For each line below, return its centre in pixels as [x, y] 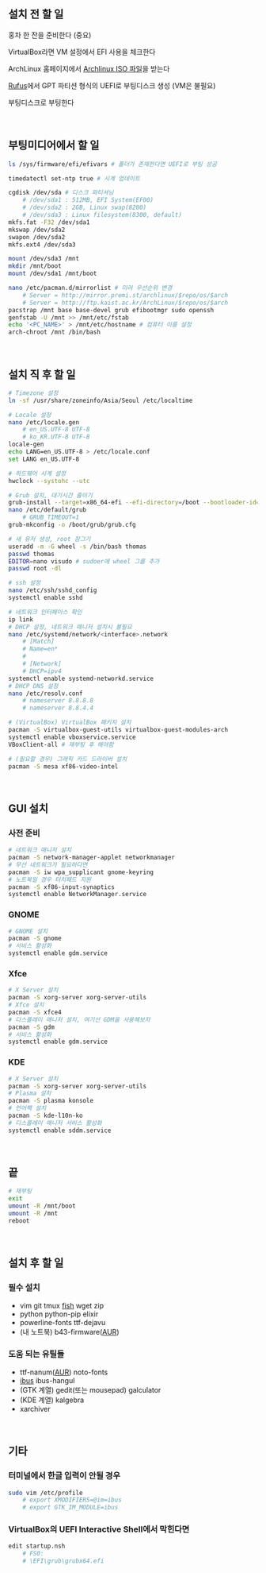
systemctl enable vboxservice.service [72, 737]
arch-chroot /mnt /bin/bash [55, 332]
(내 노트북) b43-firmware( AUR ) [69, 1331]
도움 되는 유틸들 [36, 1355]
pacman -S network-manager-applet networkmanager [92, 857]
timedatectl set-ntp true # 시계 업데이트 [74, 178]
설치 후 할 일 [36, 1263]
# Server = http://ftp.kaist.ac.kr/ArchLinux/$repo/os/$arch [125, 303]
